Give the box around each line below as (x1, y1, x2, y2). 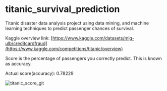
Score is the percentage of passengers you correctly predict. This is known (5, 55, 162, 61)
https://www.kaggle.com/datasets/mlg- (52, 35, 135, 41)
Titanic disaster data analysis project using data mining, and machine (5, 20, 149, 26)
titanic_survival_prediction (5, 3, 120, 15)
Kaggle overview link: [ (5, 35, 53, 41)
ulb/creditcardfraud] (5, 40, 47, 46)
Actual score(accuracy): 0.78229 (5, 70, 74, 76)
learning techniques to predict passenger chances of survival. (5, 25, 135, 31)
